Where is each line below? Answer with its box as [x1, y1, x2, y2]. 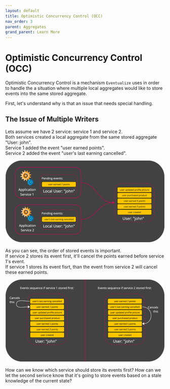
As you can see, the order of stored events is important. [5, 248, 121, 254]
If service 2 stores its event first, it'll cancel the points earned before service [5, 253, 164, 259]
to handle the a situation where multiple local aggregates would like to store [5, 85, 163, 91]
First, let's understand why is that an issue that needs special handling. [5, 101, 153, 107]
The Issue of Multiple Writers [5, 115, 99, 124]
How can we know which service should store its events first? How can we [5, 367, 161, 373]
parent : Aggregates [5, 24, 47, 29]
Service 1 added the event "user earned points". [5, 145, 105, 151]
